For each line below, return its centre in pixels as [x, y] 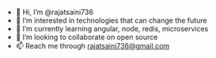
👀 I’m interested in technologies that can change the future [111, 20]
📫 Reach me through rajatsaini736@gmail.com [93, 46]
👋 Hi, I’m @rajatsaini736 [54, 12]
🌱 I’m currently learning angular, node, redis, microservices [112, 29]
